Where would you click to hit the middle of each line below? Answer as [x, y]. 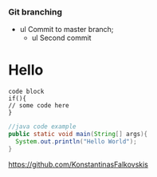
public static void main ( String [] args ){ [78, 135]
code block [26, 92]
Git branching [35, 12]
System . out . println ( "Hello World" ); [76, 141]
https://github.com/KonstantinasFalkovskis [78, 164]
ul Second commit [61, 38]
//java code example [43, 127]
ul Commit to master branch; [67, 30]
